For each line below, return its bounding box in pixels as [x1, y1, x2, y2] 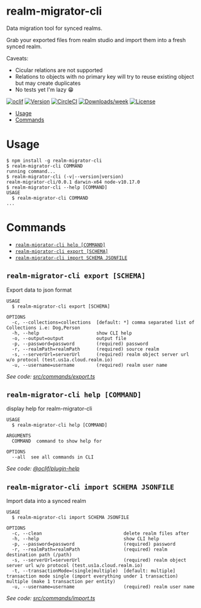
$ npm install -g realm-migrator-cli [6, 157, 102, 164]
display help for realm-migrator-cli [6, 405, 93, 413]
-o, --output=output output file [12, 335, 127, 341]
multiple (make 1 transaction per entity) [6, 579, 116, 585]
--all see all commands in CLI [12, 454, 94, 460]
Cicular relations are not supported [15, 66, 103, 74]
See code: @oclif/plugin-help [6, 465, 80, 472]
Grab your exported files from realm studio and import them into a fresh [6, 36, 186, 43]
